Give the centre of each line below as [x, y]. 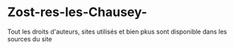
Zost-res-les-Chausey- [77, 12]
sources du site [30, 38]
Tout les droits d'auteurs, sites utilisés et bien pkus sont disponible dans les [117, 31]
